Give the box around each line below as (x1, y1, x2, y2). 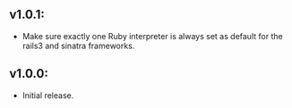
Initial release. (21, 89, 74, 101)
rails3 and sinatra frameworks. (21, 40, 135, 51)
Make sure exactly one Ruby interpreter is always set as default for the (21, 30, 284, 41)
